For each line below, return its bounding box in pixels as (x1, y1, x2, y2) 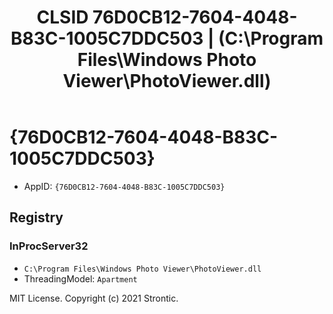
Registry (9, 209, 64, 226)
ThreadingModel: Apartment (23, 272, 138, 285)
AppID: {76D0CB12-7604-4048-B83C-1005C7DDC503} (23, 180, 226, 192)
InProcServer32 (9, 239, 89, 253)
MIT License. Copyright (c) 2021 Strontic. (9, 292, 179, 304)
